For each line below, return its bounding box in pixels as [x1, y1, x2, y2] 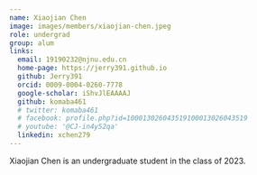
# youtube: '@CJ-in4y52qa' [17, 123, 119, 132]
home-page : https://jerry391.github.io [17, 64, 168, 73]
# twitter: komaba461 [17, 106, 99, 115]
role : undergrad [9, 30, 70, 39]
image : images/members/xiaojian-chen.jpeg [9, 22, 171, 31]
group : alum [9, 38, 54, 48]
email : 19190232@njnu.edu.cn [17, 55, 127, 64]
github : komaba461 [17, 97, 87, 106]
